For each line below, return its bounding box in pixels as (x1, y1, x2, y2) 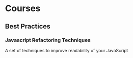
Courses (5, 3, 41, 14)
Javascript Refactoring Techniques (5, 37, 91, 43)
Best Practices (5, 22, 51, 30)
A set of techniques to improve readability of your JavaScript (5, 47, 129, 53)
